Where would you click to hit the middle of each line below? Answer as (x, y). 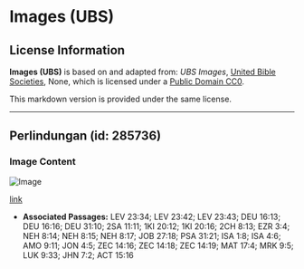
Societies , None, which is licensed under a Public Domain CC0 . (127, 82)
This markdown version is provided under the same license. (121, 99)
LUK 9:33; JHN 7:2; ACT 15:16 (78, 255)
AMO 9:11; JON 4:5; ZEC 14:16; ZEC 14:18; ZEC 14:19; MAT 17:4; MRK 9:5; (158, 245)
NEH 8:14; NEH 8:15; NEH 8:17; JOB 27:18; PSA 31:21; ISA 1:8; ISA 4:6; (152, 235)
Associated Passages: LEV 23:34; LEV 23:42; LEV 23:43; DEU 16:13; (152, 216)
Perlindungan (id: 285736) (85, 136)
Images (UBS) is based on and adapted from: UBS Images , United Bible (142, 72)
